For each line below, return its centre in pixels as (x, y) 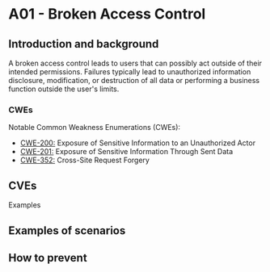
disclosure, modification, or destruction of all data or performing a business (134, 80)
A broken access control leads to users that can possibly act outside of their (135, 63)
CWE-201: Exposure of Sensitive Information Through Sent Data (127, 152)
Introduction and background (84, 44)
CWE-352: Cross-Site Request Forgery (84, 160)
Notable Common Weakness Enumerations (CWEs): (94, 128)
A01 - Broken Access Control (107, 14)
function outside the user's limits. (64, 89)
